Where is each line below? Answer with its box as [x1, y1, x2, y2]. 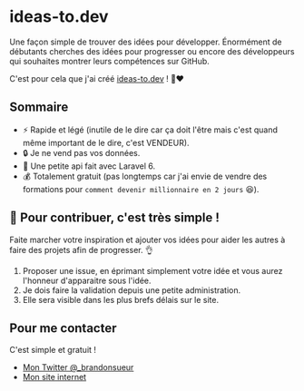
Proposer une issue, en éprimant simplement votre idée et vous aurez [22, 265, 283, 276]
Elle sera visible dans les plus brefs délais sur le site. [22, 294, 220, 305]
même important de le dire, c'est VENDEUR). [22, 137, 190, 148]
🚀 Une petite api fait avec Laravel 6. [22, 161, 156, 171]
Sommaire [9, 100, 69, 115]
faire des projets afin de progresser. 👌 [9, 244, 154, 255]
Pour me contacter [9, 320, 117, 336]
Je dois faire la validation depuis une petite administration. [22, 284, 241, 296]
